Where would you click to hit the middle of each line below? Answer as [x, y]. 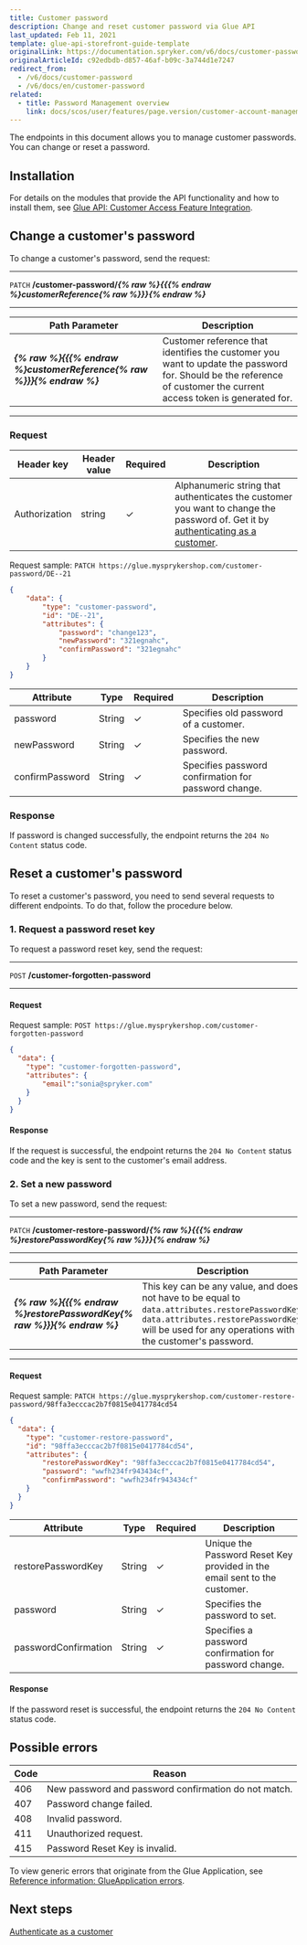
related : [26, 94]
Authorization [43, 515]
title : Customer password [58, 18]
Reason [170, 1773]
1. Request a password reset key [82, 929]
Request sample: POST [50, 1026]
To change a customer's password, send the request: [110, 258]
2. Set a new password [61, 1184]
